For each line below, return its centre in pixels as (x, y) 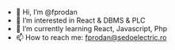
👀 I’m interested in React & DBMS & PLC (80, 20)
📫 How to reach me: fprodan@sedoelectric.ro (91, 37)
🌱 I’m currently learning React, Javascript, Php (91, 29)
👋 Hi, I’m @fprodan (46, 12)
